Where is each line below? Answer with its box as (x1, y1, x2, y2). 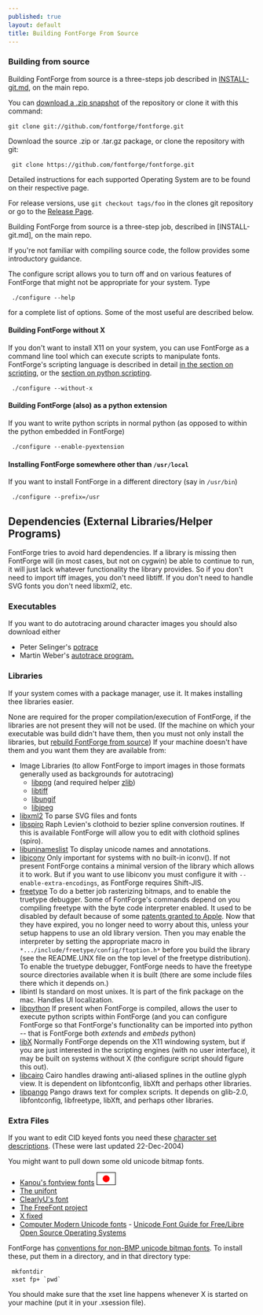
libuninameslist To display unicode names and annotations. (19, 844, 210, 854)
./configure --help (11, 294, 76, 302)
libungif (31, 794, 57, 803)
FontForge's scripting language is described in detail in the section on (8, 359, 234, 369)
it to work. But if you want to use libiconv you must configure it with (19, 869, 238, 879)
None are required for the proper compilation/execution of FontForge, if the (8, 712, 251, 721)
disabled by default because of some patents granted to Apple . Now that (19, 911, 255, 920)
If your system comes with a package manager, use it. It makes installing (8, 688, 243, 698)
